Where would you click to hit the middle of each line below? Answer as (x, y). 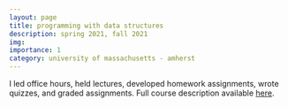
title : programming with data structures (87, 26)
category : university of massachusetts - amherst (102, 58)
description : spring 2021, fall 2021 (79, 34)
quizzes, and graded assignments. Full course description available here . (142, 93)
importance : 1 (35, 50)
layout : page (33, 17)
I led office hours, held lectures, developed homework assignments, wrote (144, 84)
